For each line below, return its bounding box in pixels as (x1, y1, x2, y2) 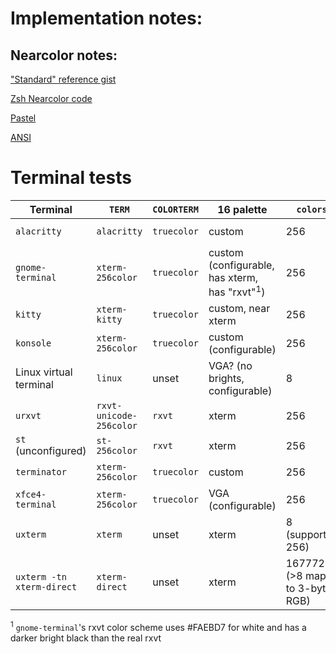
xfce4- (15, 489, 47, 501)
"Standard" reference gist (10, 73, 117, 85)
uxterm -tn (15, 572, 67, 583)
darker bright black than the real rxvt (10, 632, 162, 644)
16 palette (217, 202, 268, 216)
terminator (15, 467, 67, 478)
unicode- (96, 410, 138, 422)
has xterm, (208, 270, 259, 284)
